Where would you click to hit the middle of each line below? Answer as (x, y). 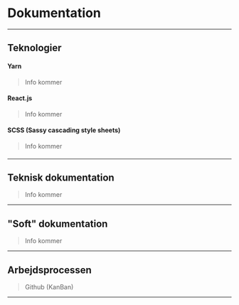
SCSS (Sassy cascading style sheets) (64, 130)
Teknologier (34, 48)
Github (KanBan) (49, 287)
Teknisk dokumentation (61, 177)
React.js (20, 98)
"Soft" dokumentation (58, 224)
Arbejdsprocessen (50, 270)
